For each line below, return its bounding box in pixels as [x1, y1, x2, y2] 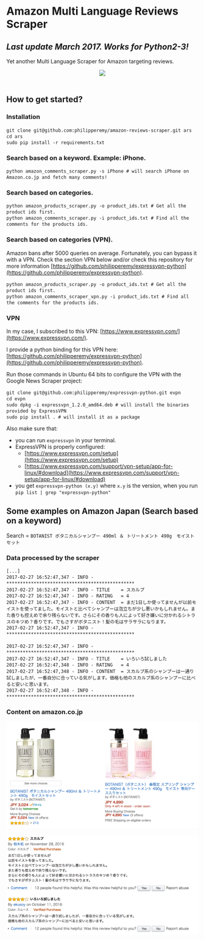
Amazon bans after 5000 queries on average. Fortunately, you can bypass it [6, 249, 197, 257]
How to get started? [6, 95, 83, 105]
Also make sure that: [6, 425, 58, 432]
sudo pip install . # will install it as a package [6, 414, 140, 420]
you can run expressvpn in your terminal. [15, 436, 116, 443]
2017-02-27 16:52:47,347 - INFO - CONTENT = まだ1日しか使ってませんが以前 [6, 599, 192, 605]
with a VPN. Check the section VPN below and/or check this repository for [6, 256, 193, 263]
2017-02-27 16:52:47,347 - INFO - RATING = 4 [6, 593, 130, 599]
